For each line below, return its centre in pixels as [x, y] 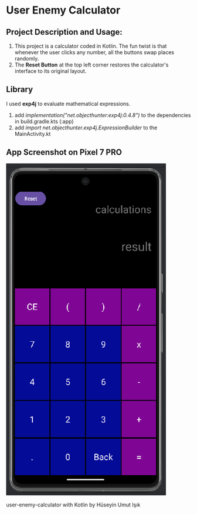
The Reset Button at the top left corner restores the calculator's [91, 65]
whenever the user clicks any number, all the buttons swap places [94, 52]
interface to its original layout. [50, 71]
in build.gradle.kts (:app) [44, 121]
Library [20, 90]
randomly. [27, 59]
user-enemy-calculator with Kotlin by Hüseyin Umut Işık [73, 505]
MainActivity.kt [33, 133]
